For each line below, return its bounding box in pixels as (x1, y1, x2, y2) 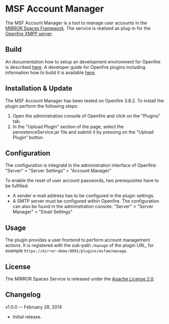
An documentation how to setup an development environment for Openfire (5, 59, 161, 65)
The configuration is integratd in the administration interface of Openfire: (5, 163, 157, 169)
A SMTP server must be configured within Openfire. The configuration (12, 198, 159, 204)
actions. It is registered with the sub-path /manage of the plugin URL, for (5, 242, 154, 249)
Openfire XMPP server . (5, 30, 53, 36)
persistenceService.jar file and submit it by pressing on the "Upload (12, 129, 154, 135)
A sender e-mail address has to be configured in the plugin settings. (12, 193, 155, 199)
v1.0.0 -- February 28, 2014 (5, 304, 62, 310)
